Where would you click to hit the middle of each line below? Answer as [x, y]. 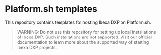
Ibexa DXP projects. [37, 47]
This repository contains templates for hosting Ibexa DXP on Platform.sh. [78, 22]
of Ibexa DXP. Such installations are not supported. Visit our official [84, 37]
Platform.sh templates [51, 9]
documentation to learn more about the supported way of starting [83, 42]
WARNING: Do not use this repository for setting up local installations [86, 32]
